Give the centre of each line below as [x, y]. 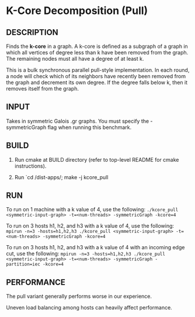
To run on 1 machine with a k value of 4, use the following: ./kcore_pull [92, 210]
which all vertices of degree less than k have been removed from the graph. [97, 53]
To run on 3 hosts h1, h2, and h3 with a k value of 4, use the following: [90, 226]
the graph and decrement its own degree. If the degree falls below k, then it [97, 82]
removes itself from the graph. [42, 88]
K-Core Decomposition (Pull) [77, 11]
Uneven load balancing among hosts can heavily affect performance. [89, 308]
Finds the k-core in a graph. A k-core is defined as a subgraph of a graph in [97, 46]
